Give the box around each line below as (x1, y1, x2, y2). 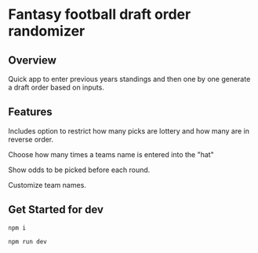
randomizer (8, 22, 85, 40)
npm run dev (8, 237, 47, 245)
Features (8, 105, 53, 119)
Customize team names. (8, 180, 86, 189)
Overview (8, 53, 57, 67)
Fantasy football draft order (8, 5, 191, 24)
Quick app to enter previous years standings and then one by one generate (8, 75, 251, 83)
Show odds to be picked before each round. (8, 165, 151, 174)
